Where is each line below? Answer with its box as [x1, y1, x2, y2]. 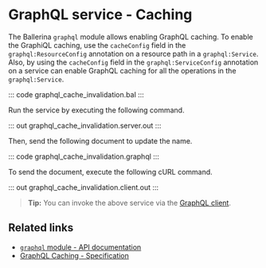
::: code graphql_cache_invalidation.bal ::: [8, 89, 145, 99]
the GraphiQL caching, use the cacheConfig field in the [8, 40, 186, 49]
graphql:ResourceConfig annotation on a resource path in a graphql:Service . [8, 49, 259, 58]
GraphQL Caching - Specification [19, 250, 130, 260]
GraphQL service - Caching [8, 6, 193, 24]
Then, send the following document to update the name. [8, 136, 193, 145]
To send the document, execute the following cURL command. [8, 167, 213, 176]
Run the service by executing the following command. [8, 105, 185, 115]
